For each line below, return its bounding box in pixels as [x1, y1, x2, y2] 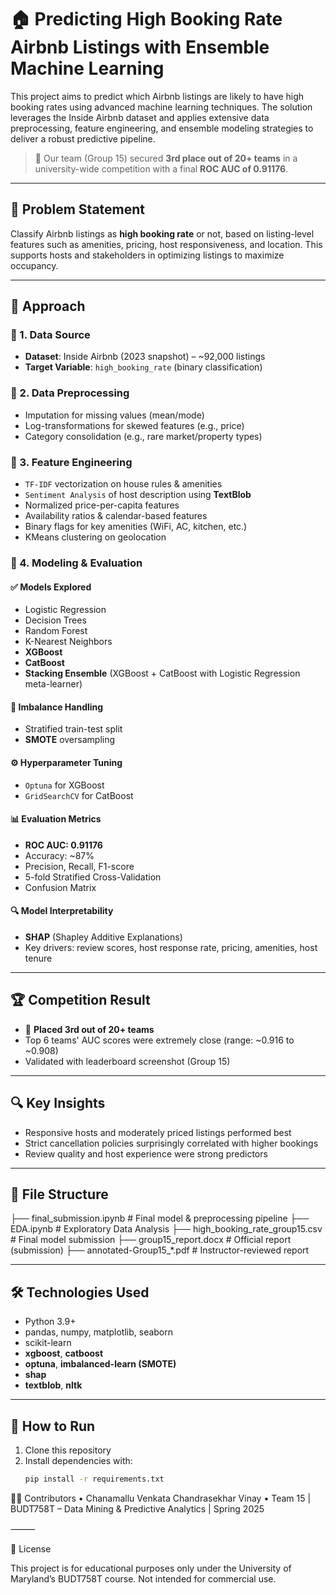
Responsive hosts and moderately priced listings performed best [24, 1126, 292, 1138]
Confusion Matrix [24, 881, 97, 893]
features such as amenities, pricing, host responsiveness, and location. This [10, 238, 323, 250]
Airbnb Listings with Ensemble [10, 36, 270, 59]
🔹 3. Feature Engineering [10, 455, 133, 469]
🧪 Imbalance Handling [10, 701, 104, 713]
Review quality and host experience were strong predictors [24, 1147, 268, 1160]
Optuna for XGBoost [24, 779, 105, 791]
